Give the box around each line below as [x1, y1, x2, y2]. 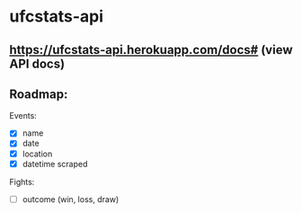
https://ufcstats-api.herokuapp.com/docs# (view [9, 42, 293, 58]
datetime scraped [22, 158, 88, 169]
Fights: [9, 176, 35, 187]
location [22, 148, 53, 159]
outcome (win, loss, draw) [22, 193, 120, 204]
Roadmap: [9, 86, 68, 102]
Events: [9, 111, 38, 121]
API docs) [9, 56, 66, 71]
